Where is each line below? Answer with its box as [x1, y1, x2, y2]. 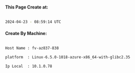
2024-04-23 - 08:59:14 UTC [5, 19, 61, 24]
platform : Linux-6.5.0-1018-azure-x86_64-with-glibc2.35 [5, 55, 131, 60]
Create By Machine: [5, 30, 47, 36]
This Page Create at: [5, 4, 48, 10]
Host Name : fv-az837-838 [5, 45, 59, 51]
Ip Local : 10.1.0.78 [5, 64, 52, 69]
